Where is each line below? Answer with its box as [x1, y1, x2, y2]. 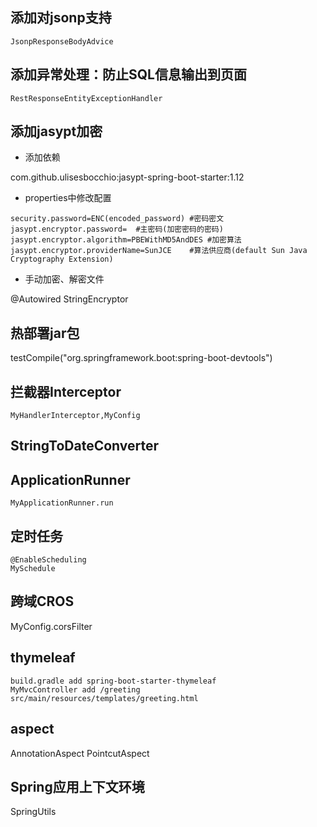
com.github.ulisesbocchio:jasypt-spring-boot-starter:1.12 [10, 171, 245, 183]
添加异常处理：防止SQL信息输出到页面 [10, 66, 247, 83]
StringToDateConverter [10, 438, 160, 455]
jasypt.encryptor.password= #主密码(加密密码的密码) [10, 224, 224, 235]
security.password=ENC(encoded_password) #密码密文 [10, 214, 225, 224]
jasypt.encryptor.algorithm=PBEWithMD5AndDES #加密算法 [10, 235, 242, 245]
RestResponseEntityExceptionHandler [10, 93, 163, 103]
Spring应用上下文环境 [10, 778, 145, 795]
